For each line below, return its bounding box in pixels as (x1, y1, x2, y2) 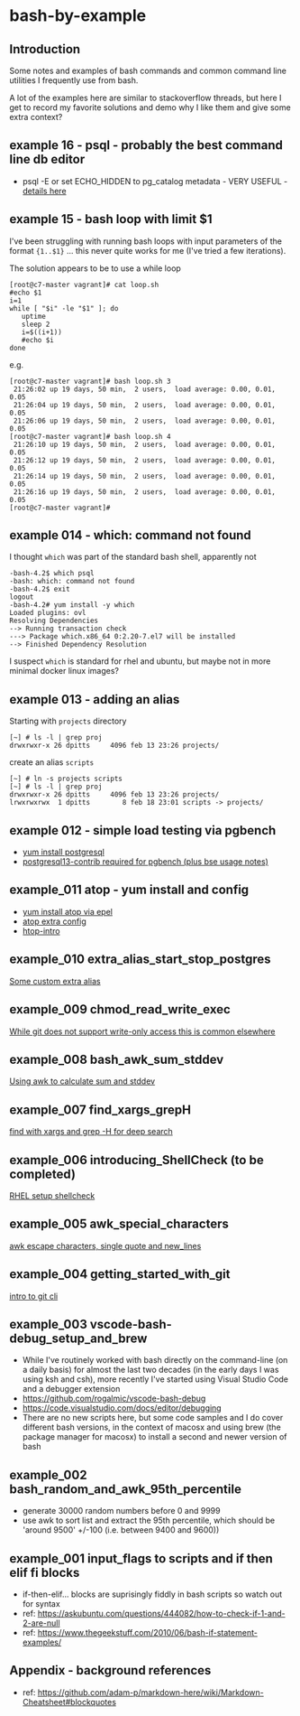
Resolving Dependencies (9, 616, 99, 626)
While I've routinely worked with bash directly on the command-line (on (22, 1355, 288, 1366)
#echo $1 (9, 288, 42, 297)
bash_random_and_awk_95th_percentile (9, 1481, 241, 1497)
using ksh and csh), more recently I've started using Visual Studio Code (22, 1374, 289, 1385)
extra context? (9, 112, 63, 122)
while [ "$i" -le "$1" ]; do (9, 303, 119, 312)
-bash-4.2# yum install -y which (9, 601, 135, 610)
